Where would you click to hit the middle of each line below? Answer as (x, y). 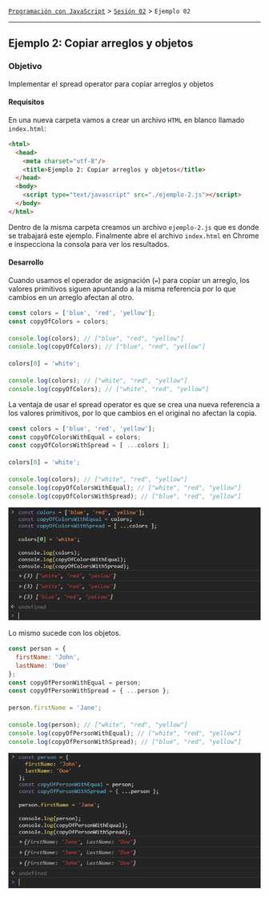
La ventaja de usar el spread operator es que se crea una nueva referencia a (134, 404)
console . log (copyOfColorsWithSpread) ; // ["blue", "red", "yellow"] (125, 496)
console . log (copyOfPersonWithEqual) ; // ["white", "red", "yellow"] (125, 733)
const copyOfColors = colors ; (59, 321)
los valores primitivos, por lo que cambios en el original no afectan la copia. (133, 413)
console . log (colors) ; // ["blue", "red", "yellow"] (96, 338)
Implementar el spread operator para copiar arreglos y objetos (111, 83)
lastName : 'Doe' (42, 665)
